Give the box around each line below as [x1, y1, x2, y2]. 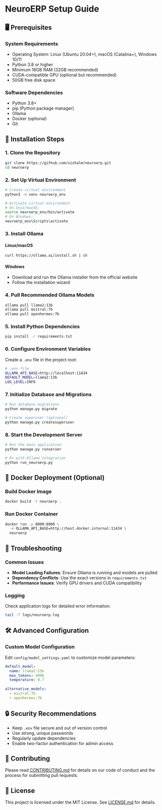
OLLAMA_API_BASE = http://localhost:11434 [5, 370, 88, 376]
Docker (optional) [12, 116, 47, 122]
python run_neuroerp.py [5, 460, 53, 465]
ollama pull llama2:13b [5, 302, 53, 308]
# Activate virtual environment [5, 200, 70, 206]
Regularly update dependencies [12, 735, 76, 741]
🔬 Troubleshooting [5, 544, 62, 552]
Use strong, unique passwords [12, 730, 74, 736]
